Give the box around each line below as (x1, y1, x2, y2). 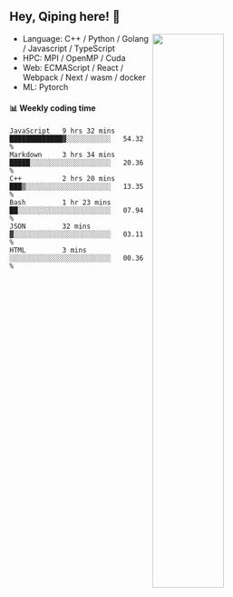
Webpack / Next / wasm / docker (22, 72, 147, 83)
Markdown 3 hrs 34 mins (9, 151, 116, 160)
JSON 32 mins (9, 222, 92, 232)
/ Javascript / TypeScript (22, 43, 116, 54)
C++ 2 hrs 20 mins (9, 174, 116, 184)
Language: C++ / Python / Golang (22, 33, 150, 44)
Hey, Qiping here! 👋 (9, 9, 121, 25)
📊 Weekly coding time (9, 103, 97, 114)
